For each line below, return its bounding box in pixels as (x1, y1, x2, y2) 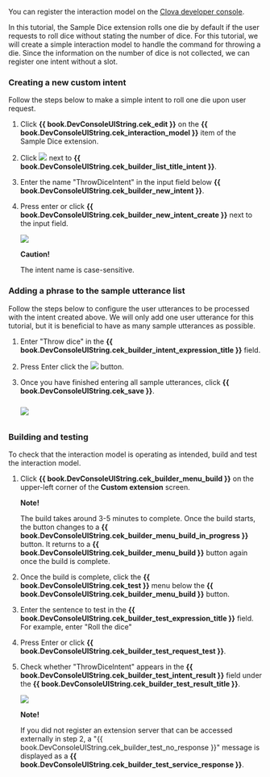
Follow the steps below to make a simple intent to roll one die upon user (8, 95, 247, 105)
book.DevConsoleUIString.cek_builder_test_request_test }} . (19, 645, 226, 656)
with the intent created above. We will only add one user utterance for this (8, 312, 254, 322)
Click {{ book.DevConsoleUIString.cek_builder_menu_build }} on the (19, 474, 254, 483)
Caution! (19, 249, 50, 259)
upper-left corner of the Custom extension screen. (19, 482, 191, 491)
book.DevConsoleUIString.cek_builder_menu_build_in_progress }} (19, 530, 249, 540)
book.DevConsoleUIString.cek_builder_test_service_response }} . (19, 759, 244, 769)
